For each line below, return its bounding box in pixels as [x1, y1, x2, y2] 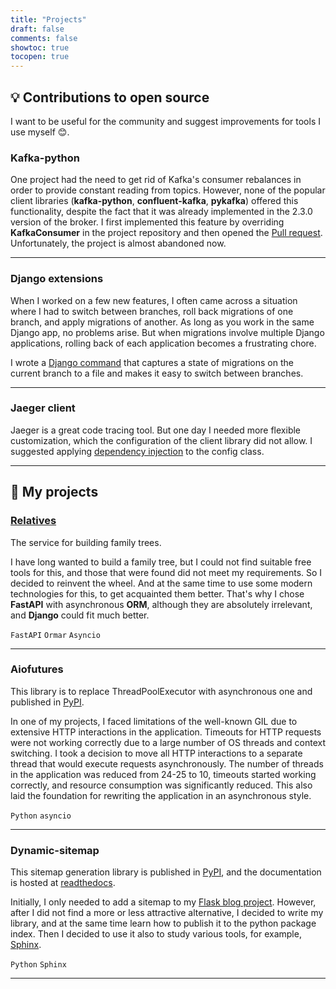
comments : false [10, 33, 78, 43]
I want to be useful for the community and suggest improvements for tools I [10, 115, 321, 127]
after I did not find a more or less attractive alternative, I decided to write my [10, 907, 324, 919]
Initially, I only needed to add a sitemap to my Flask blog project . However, [10, 896, 317, 908]
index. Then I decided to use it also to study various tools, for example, [10, 928, 302, 940]
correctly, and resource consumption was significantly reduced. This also [10, 779, 313, 791]
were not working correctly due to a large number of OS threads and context [10, 736, 327, 748]
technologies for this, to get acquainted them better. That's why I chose [10, 587, 305, 600]
